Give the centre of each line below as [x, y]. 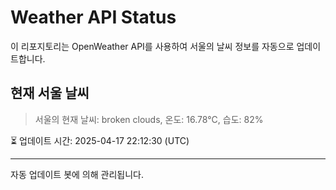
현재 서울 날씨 [50, 93]
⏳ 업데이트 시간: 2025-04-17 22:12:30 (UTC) [100, 140]
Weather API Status [93, 17]
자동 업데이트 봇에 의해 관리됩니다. [77, 174]
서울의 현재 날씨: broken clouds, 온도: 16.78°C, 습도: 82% [149, 119]
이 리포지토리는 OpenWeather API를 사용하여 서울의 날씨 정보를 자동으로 [152, 46]
